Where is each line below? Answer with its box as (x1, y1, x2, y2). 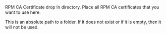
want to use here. (5, 9, 41, 15)
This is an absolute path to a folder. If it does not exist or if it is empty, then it (5, 19, 162, 25)
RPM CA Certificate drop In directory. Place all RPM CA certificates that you (5, 4, 160, 10)
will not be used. (5, 24, 39, 30)
